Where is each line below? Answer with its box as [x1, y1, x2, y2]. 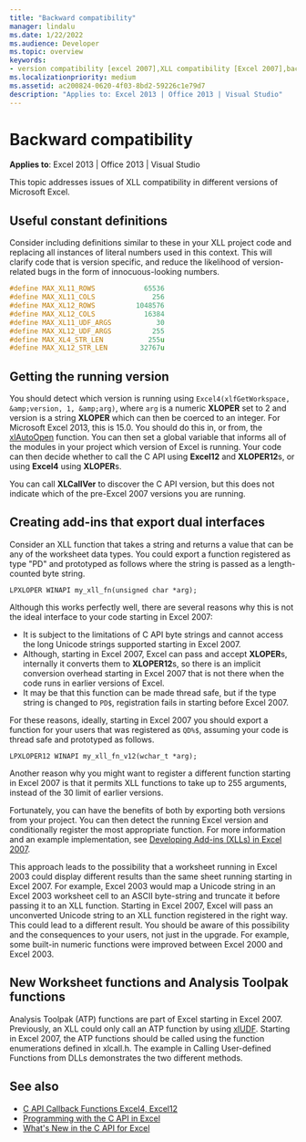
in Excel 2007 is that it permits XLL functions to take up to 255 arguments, [9, 777, 287, 788]
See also [9, 1079, 59, 1095]
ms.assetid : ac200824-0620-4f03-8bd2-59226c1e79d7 [9, 81, 206, 90]
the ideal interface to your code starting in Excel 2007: [9, 611, 213, 622]
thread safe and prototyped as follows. [9, 734, 155, 745]
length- [268, 558, 296, 569]
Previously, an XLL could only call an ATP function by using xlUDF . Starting [9, 1023, 291, 1034]
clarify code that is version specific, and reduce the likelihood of [9, 257, 250, 267]
